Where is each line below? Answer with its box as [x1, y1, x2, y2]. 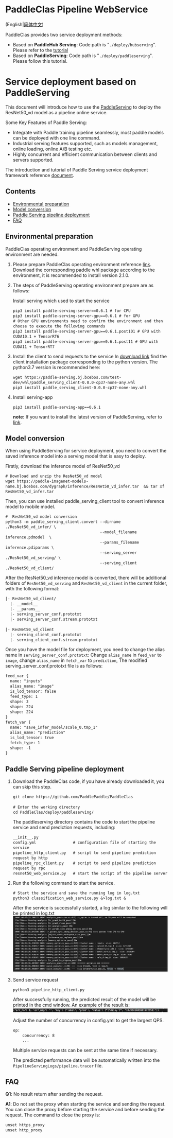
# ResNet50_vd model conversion [5, 514, 77, 519]
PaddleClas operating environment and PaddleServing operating [5, 246, 142, 252]
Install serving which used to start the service [12, 297, 110, 304]
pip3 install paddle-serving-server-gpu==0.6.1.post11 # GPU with [12, 339, 159, 344]
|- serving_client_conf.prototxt [10, 632, 82, 638]
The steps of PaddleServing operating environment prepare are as [12, 282, 153, 288]
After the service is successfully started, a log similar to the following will [12, 905, 168, 911]
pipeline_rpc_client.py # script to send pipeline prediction [12, 861, 156, 866]
